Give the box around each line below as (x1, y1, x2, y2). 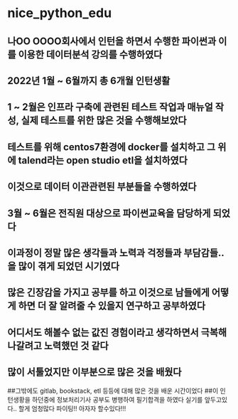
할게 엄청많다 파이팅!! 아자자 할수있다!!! (18, 404, 126, 413)
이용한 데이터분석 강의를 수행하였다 (18, 48, 163, 60)
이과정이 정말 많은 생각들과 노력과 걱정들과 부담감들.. (7, 247, 225, 259)
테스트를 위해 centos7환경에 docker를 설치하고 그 (7, 141, 216, 153)
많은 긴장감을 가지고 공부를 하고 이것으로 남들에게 (7, 287, 210, 299)
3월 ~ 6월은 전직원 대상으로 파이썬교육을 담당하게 (7, 207, 211, 219)
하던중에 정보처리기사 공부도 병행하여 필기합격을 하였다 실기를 (31, 395, 203, 403)
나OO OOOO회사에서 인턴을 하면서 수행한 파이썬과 (7, 35, 217, 47)
